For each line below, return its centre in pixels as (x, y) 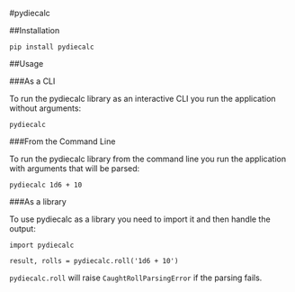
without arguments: (45, 108)
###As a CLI (32, 81)
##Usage (27, 64)
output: (22, 228)
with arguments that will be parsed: (75, 169)
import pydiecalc (42, 245)
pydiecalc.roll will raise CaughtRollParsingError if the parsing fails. (136, 278)
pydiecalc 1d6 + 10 (46, 185)
